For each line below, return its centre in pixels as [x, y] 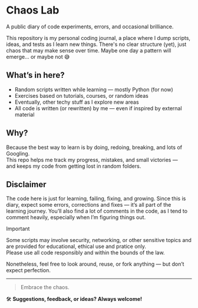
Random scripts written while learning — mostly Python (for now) [94, 90]
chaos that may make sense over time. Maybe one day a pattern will [89, 50]
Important [18, 229]
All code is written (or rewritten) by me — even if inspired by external [98, 108]
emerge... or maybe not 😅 [38, 57]
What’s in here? [35, 75]
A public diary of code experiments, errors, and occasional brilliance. [90, 27]
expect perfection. [29, 270]
